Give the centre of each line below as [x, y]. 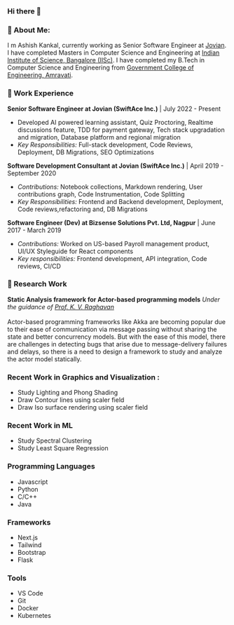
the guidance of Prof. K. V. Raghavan [61, 307]
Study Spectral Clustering [55, 441]
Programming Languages [51, 466]
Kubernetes [34, 616]
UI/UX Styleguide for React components [75, 251]
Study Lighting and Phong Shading [68, 393]
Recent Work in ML [40, 426]
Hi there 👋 [25, 11]
